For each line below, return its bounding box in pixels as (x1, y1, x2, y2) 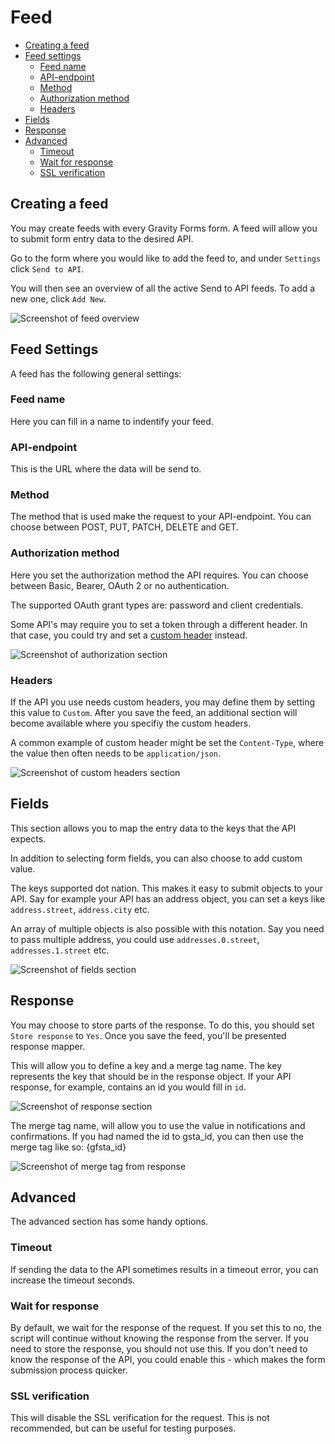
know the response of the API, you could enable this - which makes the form (10, 1354, 326, 1366)
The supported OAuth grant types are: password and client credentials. (10, 599, 304, 611)
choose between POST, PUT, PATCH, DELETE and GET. (10, 521, 239, 533)
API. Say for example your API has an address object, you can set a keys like (10, 892, 326, 905)
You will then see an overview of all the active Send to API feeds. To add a (10, 282, 316, 294)
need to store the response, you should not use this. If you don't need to (10, 1343, 308, 1355)
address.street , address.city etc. (10, 903, 150, 915)
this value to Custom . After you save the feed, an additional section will (10, 707, 298, 719)
